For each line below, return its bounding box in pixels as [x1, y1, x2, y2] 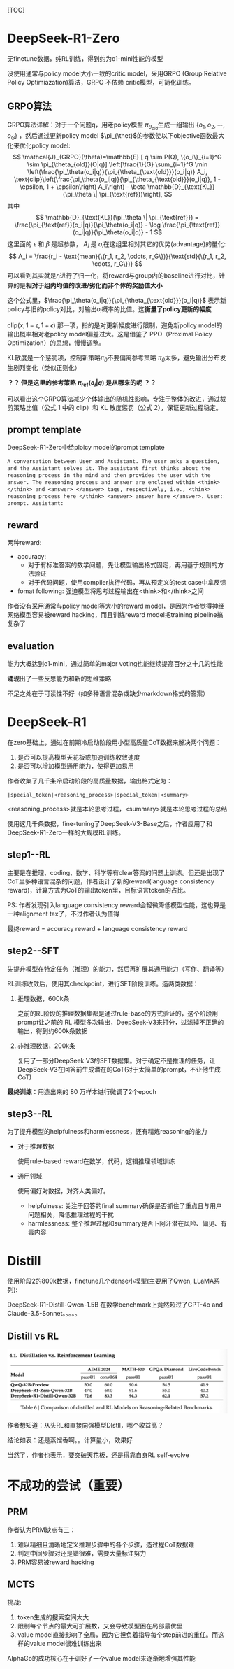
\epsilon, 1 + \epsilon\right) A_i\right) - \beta [20, 182, 147, 191]
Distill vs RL [7, 1330, 59, 1342]
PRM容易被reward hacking [17, 1558, 94, 1566]
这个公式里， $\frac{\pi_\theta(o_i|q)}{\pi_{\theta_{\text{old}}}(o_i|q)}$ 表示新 [7, 297, 227, 305]
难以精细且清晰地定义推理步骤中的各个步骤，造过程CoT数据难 [17, 1540, 195, 1549]
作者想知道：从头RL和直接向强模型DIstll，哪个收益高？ [7, 1421, 164, 1429]
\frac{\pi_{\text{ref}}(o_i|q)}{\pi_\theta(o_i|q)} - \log [14, 220, 161, 229]
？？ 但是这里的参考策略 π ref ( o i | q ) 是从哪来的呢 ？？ [7, 378, 156, 388]
